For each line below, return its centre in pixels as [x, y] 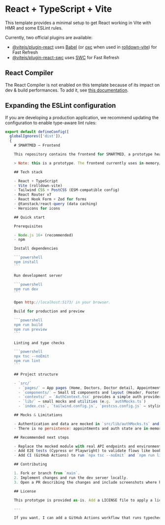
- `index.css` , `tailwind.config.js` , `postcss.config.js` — [82, 406]
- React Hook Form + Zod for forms [50, 199]
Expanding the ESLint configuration [61, 106]
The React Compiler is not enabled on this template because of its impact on [82, 85]
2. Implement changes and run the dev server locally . [71, 478]
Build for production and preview [49, 311]
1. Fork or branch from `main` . [47, 473]
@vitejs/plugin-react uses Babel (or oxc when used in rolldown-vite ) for [84, 47]
